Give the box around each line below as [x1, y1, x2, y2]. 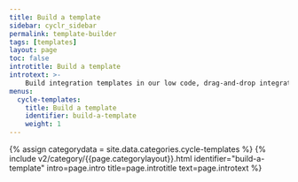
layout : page [9, 46, 58, 55]
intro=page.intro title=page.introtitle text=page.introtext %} [46, 163, 263, 173]
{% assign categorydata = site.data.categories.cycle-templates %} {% [9, 144, 266, 155]
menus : [9, 87, 34, 95]
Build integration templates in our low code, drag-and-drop [25, 79, 255, 87]
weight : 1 [25, 120, 62, 129]
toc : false [9, 54, 50, 63]
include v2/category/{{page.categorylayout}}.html [9, 154, 192, 163]
